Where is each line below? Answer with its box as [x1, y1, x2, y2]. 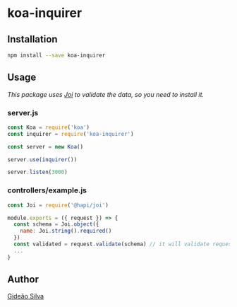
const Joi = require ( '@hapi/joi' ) [7, 202, 109, 209]
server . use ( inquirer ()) [7, 156, 78, 163]
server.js [7, 108, 39, 117]
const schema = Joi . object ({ [13, 221, 99, 228]
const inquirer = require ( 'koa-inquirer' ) [7, 130, 134, 137]
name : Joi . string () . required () [20, 228, 112, 235]
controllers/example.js [7, 185, 87, 195]
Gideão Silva [7, 292, 44, 301]
